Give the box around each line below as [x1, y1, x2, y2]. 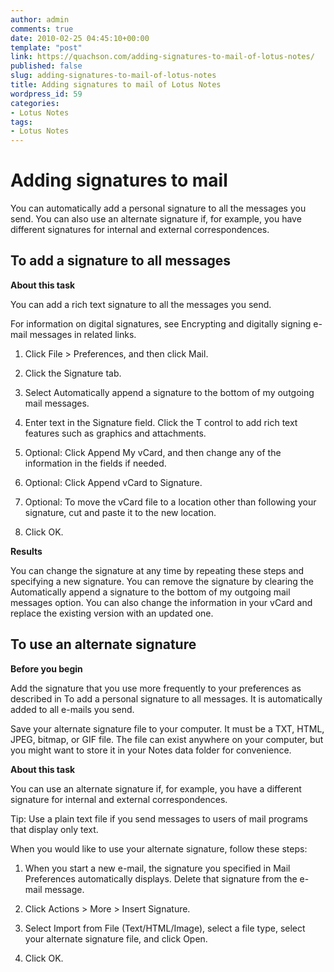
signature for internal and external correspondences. [10, 793, 228, 805]
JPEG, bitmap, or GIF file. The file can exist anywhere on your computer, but [10, 733, 324, 745]
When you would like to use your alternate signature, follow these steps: [10, 842, 308, 855]
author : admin [10, 14, 70, 25]
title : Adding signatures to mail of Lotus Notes [10, 80, 222, 90]
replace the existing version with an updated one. [10, 607, 214, 619]
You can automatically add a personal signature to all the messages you [10, 202, 307, 215]
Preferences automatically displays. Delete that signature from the [24, 872, 298, 885]
